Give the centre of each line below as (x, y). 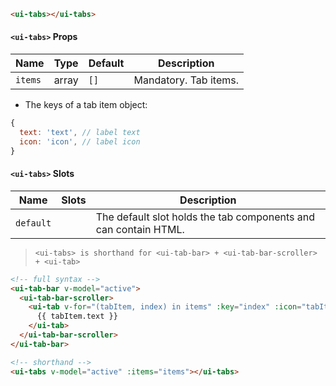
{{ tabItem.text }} (77, 316)
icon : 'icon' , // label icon (80, 141)
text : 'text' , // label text (80, 132)
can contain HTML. (140, 229)
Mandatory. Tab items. (186, 80)
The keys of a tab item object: (86, 105)
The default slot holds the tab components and (205, 217)
